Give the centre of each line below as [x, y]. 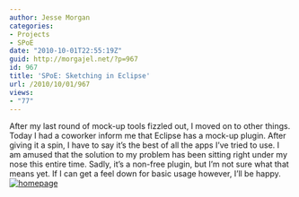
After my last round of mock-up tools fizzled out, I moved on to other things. [150, 126]
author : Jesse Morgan [50, 17]
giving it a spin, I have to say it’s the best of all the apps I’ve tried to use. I [145, 145]
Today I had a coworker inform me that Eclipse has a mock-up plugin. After [148, 136]
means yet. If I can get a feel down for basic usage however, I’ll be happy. [145, 174]
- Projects [30, 34]
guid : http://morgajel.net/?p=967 [74, 59]
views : [22, 92]
